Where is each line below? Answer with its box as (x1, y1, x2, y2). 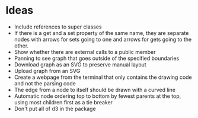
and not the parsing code (14, 79, 76, 87)
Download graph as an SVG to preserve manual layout (14, 60, 146, 68)
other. (14, 42, 29, 49)
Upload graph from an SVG (14, 67, 81, 74)
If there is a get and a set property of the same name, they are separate (14, 29, 189, 36)
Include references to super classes (14, 23, 102, 30)
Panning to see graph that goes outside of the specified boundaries (14, 55, 180, 62)
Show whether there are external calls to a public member (14, 48, 156, 55)
